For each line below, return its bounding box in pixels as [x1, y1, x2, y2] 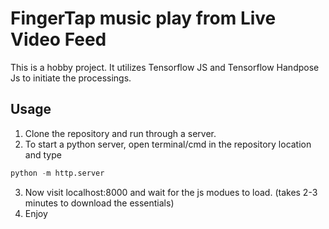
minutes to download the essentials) [24, 197, 175, 209]
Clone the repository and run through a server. [24, 127, 217, 139]
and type [24, 148, 62, 161]
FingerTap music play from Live [10, 7, 277, 30]
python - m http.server [10, 168, 105, 178]
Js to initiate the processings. [10, 72, 132, 84]
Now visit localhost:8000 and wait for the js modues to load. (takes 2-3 [24, 186, 318, 198]
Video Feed [10, 28, 107, 51]
